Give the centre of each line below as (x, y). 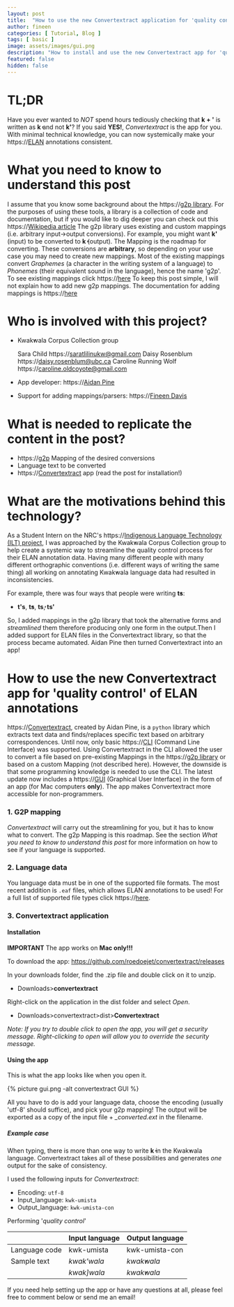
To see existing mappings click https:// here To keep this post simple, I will (113, 278)
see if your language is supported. (56, 849)
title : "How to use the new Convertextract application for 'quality (112, 20)
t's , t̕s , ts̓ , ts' (36, 607)
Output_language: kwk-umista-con (65, 1207)
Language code (37, 1250)
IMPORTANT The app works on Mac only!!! (70, 948)
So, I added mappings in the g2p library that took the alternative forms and (114, 620)
